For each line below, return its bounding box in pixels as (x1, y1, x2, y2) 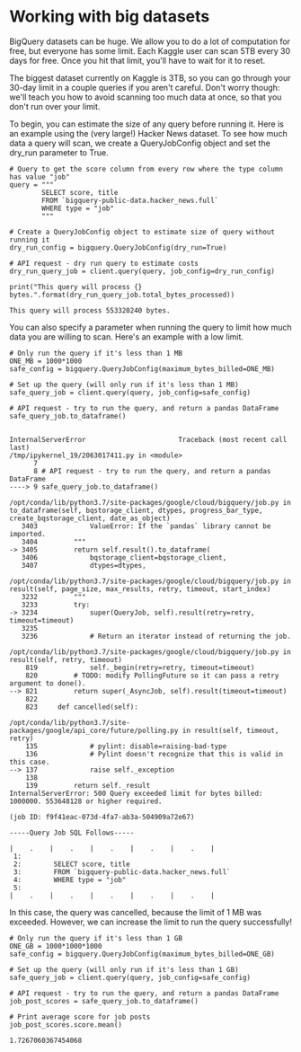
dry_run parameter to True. (9, 146, 110, 158)
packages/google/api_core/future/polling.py (9, 726, 179, 735)
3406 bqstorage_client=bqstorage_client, (21, 553, 227, 562)
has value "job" (9, 172, 70, 181)
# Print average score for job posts (9, 1012, 151, 1021)
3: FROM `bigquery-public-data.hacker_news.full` (13, 867, 231, 877)
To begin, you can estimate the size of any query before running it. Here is (9, 119, 285, 129)
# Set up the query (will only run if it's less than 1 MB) (9, 380, 240, 389)
